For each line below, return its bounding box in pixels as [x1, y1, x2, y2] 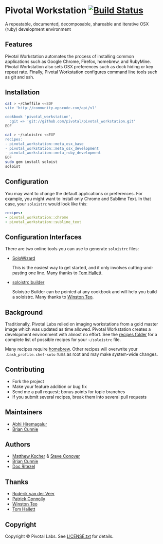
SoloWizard [12, 255, 36, 261]
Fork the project [12, 378, 45, 384]
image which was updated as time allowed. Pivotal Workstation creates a [5, 326, 151, 332]
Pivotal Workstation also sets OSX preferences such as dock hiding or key [5, 63, 154, 69]
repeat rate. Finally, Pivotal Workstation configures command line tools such [5, 69, 158, 75]
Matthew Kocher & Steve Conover [12, 453, 80, 459]
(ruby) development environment [5, 26, 72, 32]
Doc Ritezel [12, 463, 36, 469]
